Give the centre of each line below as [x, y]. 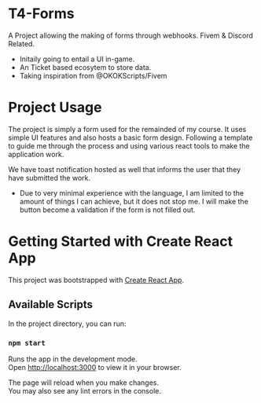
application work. [36, 154]
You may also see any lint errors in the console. [85, 390]
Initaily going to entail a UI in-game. [77, 59]
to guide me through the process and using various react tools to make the [129, 145]
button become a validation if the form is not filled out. [107, 210]
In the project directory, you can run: [67, 324]
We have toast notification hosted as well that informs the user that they [125, 169]
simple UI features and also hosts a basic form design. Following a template [130, 137]
